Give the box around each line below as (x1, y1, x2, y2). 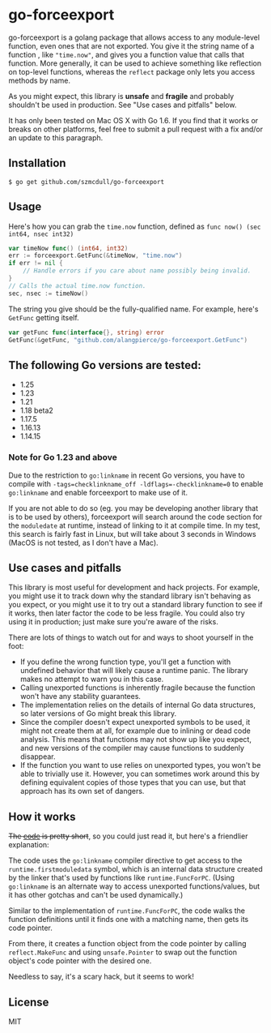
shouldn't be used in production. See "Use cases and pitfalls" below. (8, 100, 237, 109)
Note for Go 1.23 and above (8, 452, 117, 463)
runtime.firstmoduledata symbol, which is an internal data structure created (8, 864, 263, 874)
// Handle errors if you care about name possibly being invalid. (23, 267, 252, 275)
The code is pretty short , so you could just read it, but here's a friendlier (8, 831, 248, 841)
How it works (8, 809, 76, 824)
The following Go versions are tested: (8, 358, 201, 372)
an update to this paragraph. (8, 132, 104, 143)
